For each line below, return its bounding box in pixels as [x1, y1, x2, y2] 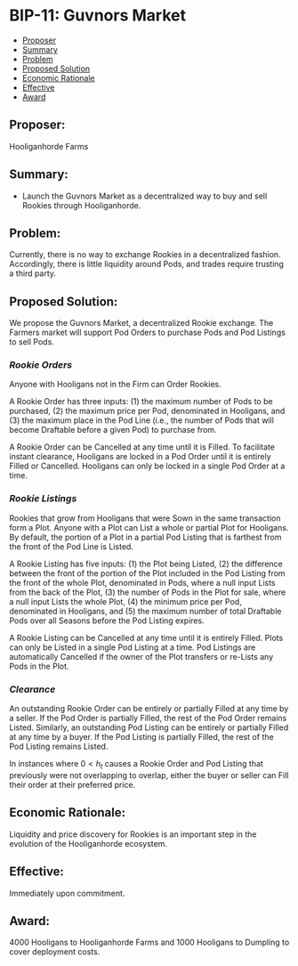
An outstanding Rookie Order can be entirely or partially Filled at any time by [9, 703, 289, 714]
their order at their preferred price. [9, 779, 136, 790]
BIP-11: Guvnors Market [9, 5, 187, 26]
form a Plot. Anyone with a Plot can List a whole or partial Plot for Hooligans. [9, 522, 289, 532]
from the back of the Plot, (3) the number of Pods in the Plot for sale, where [9, 587, 286, 597]
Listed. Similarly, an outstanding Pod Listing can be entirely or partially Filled [9, 722, 289, 733]
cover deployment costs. [9, 946, 101, 957]
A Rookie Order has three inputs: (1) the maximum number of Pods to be [9, 396, 273, 407]
